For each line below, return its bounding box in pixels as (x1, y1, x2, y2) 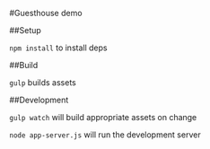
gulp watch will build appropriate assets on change (9, 112, 197, 122)
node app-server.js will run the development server (9, 129, 201, 140)
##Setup (9, 25, 42, 35)
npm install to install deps (9, 42, 108, 53)
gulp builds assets (9, 77, 76, 88)
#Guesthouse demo (9, 8, 83, 18)
